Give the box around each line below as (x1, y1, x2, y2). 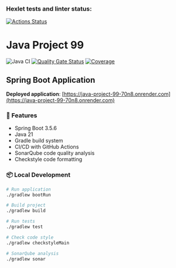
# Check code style (6, 234, 54, 240)
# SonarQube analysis (6, 250, 59, 256)
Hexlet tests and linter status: (6, 5, 92, 13)
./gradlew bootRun (6, 192, 51, 198)
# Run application (6, 186, 51, 192)
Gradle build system (14, 137, 63, 144)
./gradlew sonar (6, 256, 46, 262)
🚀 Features (6, 111, 38, 119)
